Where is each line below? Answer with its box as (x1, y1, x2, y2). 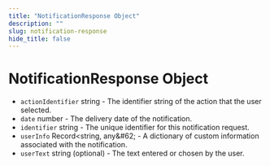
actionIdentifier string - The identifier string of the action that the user (20, 97, 262, 107)
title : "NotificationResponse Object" (8, 11, 140, 20)
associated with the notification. (20, 140, 128, 150)
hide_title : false (8, 34, 71, 43)
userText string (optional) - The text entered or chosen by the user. (20, 148, 246, 159)
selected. (20, 105, 52, 115)
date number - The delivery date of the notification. (20, 114, 193, 124)
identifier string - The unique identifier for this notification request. (20, 123, 250, 133)
